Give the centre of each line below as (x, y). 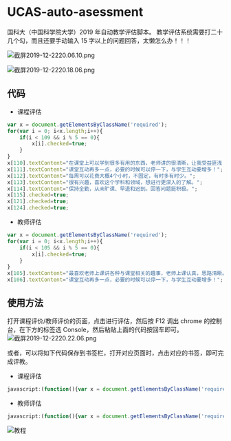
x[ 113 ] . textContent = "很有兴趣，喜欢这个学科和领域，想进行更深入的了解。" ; (105, 182)
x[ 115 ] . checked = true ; (38, 195)
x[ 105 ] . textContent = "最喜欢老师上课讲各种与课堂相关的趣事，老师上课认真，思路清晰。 (117, 274)
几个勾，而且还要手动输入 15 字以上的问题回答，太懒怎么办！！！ (99, 40)
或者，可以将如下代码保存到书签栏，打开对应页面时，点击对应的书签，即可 (112, 353)
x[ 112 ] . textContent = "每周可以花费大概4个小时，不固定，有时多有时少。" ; (101, 176)
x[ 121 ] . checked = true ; (38, 202)
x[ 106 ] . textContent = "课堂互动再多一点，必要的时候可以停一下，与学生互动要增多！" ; (115, 280)
